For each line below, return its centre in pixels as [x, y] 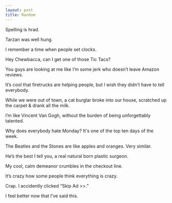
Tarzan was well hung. [29, 39]
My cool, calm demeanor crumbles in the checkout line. [64, 166]
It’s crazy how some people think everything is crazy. [62, 176]
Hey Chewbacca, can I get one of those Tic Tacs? [58, 59]
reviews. [14, 74]
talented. [15, 120]
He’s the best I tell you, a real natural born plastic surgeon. [67, 156]
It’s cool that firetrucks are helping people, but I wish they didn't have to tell [85, 85]
